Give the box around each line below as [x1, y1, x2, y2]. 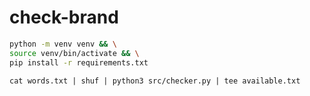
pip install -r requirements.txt [9, 57, 149, 68]
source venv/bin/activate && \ [9, 48, 140, 58]
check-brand [9, 6, 119, 29]
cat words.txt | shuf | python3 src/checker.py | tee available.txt [9, 76, 301, 86]
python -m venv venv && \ [9, 39, 117, 49]
